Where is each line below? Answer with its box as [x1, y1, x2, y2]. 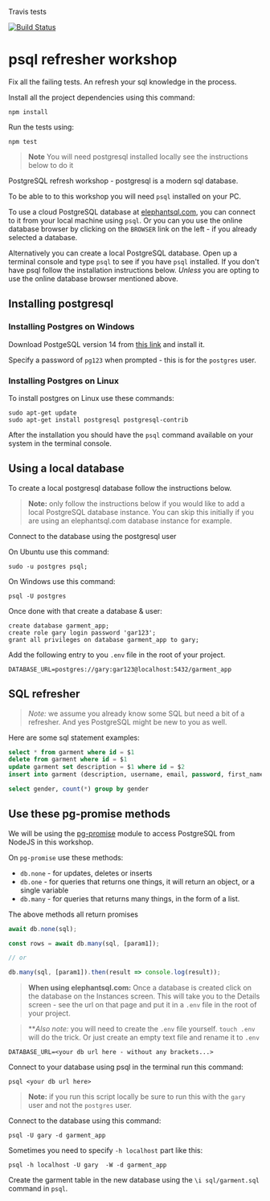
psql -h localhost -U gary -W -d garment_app [8, 1161, 167, 1170]
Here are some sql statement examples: [8, 733, 141, 742]
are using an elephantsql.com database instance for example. [27, 516, 232, 525]
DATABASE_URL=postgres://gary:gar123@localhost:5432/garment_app [8, 665, 231, 673]
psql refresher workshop [8, 51, 178, 69]
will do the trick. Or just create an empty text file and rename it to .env [27, 1032, 260, 1043]
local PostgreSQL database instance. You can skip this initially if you [27, 507, 255, 517]
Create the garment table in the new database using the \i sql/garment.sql [8, 1175, 260, 1185]
